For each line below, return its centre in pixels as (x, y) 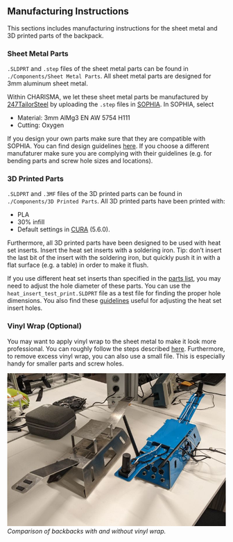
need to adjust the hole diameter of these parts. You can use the (99, 286)
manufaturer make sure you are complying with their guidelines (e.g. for (110, 154)
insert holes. (25, 308)
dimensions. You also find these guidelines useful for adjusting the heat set (114, 301)
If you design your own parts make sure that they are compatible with (106, 139)
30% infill (31, 222)
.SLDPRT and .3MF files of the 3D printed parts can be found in (95, 194)
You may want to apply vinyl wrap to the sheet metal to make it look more (112, 341)
